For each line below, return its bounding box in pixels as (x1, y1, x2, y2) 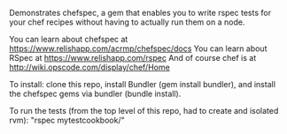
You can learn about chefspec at (9, 34, 128, 44)
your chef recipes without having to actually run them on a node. (9, 17, 245, 27)
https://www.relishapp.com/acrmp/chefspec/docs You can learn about (9, 43, 268, 54)
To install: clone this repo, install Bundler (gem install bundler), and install (9, 79, 276, 89)
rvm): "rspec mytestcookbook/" (9, 115, 126, 125)
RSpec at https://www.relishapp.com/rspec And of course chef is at (9, 53, 257, 63)
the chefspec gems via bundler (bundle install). (9, 88, 182, 99)
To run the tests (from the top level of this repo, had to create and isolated (9, 106, 279, 115)
